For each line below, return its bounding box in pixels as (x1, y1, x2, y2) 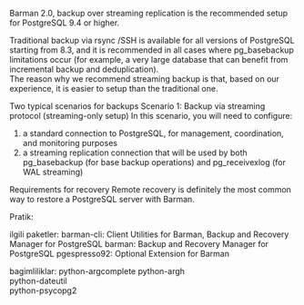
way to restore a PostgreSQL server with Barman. (9, 194, 196, 204)
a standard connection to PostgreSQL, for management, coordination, (22, 128, 284, 139)
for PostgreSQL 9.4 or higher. (9, 17, 120, 28)
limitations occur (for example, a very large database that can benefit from (9, 54, 289, 64)
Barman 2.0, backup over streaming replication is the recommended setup (9, 8, 289, 18)
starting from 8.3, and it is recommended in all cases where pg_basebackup (9, 44, 294, 55)
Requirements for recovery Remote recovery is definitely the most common (9, 184, 291, 194)
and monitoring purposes (22, 138, 118, 148)
